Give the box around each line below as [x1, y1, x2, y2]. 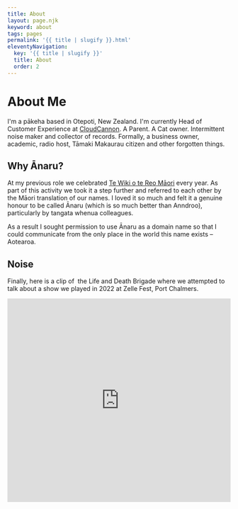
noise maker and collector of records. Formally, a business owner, [7, 132, 200, 140]
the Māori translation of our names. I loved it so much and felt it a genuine [7, 194, 223, 202]
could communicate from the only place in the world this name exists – [7, 230, 214, 239]
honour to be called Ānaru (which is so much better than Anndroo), [7, 201, 203, 210]
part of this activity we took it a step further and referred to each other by [7, 186, 222, 195]
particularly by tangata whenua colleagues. [7, 209, 134, 217]
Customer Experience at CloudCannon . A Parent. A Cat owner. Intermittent [7, 125, 225, 133]
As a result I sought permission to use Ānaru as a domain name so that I [7, 222, 217, 231]
